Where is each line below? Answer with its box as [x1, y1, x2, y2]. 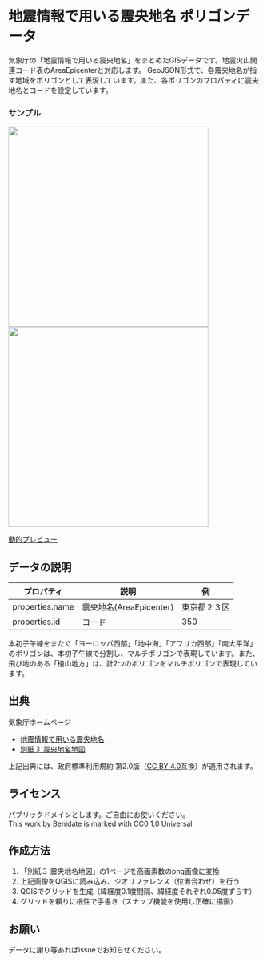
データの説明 [8, 560, 72, 574]
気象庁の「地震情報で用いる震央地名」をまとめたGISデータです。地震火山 [8, 55, 250, 65]
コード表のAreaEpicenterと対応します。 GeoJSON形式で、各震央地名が [14, 65, 250, 74]
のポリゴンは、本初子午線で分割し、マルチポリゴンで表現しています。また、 [8, 649, 260, 658]
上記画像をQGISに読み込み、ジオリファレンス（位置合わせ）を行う [19, 876, 241, 886]
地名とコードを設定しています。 [8, 85, 114, 95]
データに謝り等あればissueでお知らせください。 [8, 945, 166, 955]
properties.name [12, 602, 74, 613]
